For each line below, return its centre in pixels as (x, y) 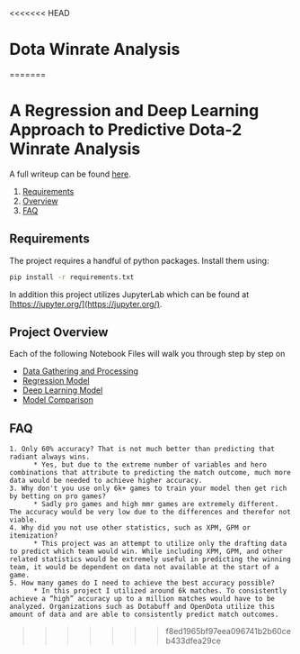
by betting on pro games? (57, 496)
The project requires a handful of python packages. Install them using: (139, 260)
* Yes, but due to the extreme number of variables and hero (150, 465)
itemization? (34, 536)
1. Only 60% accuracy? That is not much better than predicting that (142, 450)
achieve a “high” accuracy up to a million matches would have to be (142, 599)
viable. (24, 520)
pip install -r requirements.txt (72, 277)
